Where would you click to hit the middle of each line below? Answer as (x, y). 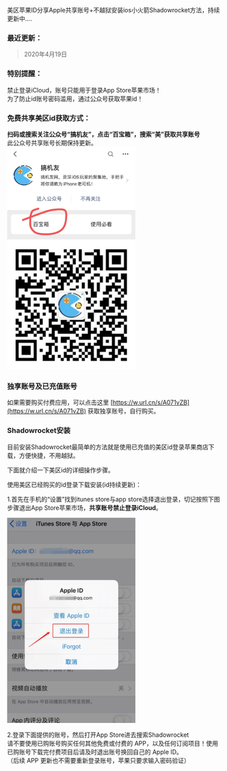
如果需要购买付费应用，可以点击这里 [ (60, 402)
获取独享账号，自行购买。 (124, 411)
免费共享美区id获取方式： (49, 118)
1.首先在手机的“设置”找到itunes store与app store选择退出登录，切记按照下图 (113, 499)
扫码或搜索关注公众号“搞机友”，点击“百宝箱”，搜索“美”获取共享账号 (104, 134)
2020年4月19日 (45, 54)
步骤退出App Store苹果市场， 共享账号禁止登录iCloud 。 (84, 507)
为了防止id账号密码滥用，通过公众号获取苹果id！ (75, 99)
